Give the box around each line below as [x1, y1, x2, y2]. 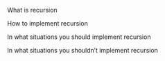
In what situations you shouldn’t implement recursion [7, 46, 158, 54]
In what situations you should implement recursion [7, 33, 151, 41]
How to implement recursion [7, 19, 88, 27]
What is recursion [7, 6, 58, 14]
